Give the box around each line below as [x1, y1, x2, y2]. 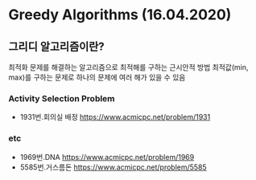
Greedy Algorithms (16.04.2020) [8, 6, 232, 24]
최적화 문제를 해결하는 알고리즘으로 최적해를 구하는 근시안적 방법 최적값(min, [8, 63, 249, 72]
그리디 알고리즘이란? [8, 39, 105, 53]
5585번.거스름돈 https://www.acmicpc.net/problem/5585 [19, 162, 207, 172]
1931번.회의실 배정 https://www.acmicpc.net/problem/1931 [19, 112, 211, 122]
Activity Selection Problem [8, 92, 115, 104]
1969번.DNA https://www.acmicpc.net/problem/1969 [19, 152, 195, 162]
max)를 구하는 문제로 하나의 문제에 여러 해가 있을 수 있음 [8, 72, 186, 82]
